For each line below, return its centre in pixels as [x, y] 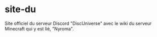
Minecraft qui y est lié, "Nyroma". [39, 28]
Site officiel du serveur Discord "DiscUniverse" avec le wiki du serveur [78, 23]
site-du [21, 9]
